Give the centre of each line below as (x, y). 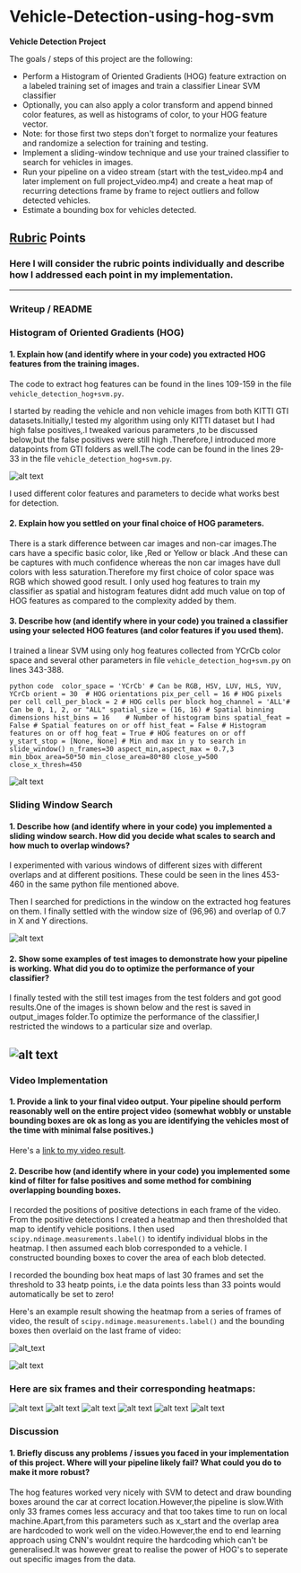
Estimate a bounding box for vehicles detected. (109, 209)
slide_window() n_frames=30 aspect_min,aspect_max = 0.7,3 (122, 749)
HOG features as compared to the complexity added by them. (123, 600)
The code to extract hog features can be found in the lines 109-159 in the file (150, 384)
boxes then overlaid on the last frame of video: (95, 1330)
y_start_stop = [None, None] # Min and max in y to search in (128, 742)
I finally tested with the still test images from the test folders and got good (146, 998)
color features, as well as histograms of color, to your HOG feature (144, 114)
